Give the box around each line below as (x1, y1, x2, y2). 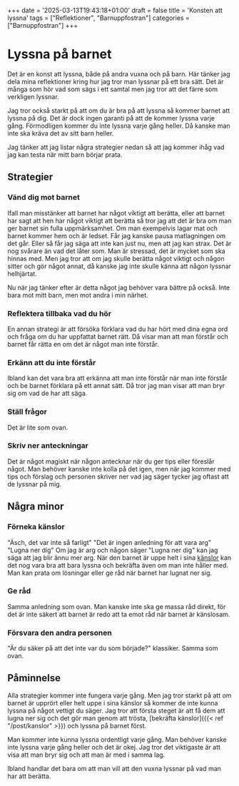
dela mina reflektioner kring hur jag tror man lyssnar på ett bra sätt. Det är (7, 77, 224, 86)
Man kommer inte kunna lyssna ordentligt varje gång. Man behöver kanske (7, 735, 227, 744)
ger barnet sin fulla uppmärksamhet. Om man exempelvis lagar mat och (7, 224, 218, 233)
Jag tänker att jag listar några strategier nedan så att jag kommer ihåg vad (7, 143, 225, 151)
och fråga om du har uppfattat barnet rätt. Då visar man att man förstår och (7, 332, 228, 341)
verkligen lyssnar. (7, 92, 59, 101)
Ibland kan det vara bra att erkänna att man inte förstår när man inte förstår (7, 374, 228, 382)
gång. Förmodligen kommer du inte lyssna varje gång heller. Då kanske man (7, 121, 230, 130)
